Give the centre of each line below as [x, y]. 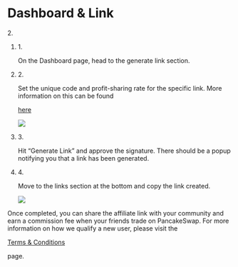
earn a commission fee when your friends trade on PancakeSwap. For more [118, 221]
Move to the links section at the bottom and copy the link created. [114, 186]
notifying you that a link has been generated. [83, 158]
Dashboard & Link [61, 13]
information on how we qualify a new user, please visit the [93, 228]
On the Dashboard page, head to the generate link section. [104, 60]
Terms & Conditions [36, 242]
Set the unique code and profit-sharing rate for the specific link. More [120, 88]
